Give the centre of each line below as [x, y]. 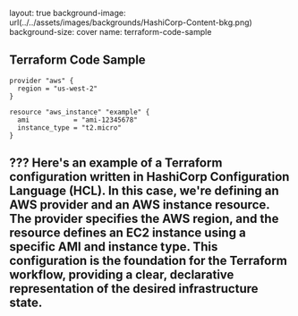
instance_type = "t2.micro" [70, 128]
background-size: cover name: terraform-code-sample [111, 32]
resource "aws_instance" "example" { [80, 112]
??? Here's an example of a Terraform [116, 163]
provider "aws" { [42, 81]
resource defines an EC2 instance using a [128, 233]
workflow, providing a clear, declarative [122, 275]
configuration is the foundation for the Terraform [149, 261]
